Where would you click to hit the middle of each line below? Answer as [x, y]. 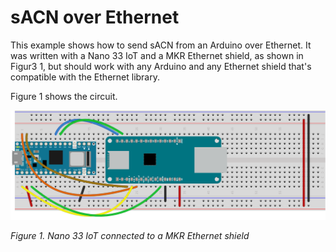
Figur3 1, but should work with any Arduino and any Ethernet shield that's [161, 66]
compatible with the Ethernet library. [85, 77]
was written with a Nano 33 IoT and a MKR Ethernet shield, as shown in [157, 55]
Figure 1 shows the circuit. [64, 96]
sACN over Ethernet [95, 17]
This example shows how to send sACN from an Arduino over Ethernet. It [161, 45]
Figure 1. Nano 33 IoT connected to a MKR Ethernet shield [130, 235]
